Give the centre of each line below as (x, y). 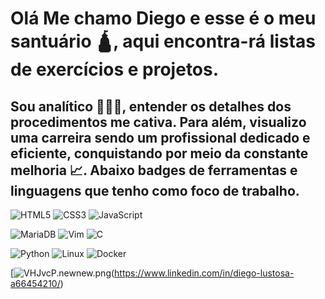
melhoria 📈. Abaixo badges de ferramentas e (154, 170)
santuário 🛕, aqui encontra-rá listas (163, 41)
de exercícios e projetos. (115, 69)
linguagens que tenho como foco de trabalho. (155, 190)
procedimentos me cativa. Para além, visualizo (158, 122)
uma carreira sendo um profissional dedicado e (160, 137)
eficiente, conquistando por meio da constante (159, 153)
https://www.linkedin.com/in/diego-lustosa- (204, 273)
